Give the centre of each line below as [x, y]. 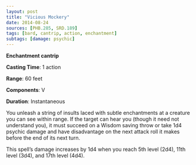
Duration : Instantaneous [36, 101]
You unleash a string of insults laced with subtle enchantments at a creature [98, 113]
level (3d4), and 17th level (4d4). [46, 156]
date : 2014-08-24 [27, 22]
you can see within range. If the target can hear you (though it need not [93, 119]
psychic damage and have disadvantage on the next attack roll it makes [93, 131]
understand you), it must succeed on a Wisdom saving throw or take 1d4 [94, 125]
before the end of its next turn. [43, 138]
